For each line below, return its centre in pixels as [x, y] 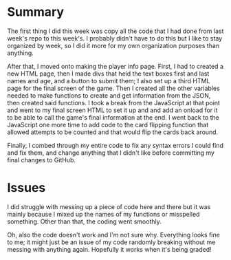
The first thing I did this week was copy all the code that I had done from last [115, 31]
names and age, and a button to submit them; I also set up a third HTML [109, 80]
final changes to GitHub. [41, 160]
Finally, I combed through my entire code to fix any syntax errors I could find [115, 145]
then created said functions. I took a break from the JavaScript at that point [113, 102]
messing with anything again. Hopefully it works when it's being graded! [109, 249]
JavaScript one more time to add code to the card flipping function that [108, 124]
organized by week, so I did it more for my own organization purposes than [113, 45]
